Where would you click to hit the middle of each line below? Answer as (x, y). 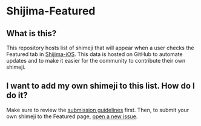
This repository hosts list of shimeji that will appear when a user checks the (100, 48)
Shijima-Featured (51, 11)
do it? (17, 96)
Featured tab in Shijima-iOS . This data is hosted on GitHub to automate (94, 54)
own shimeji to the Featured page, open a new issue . (72, 116)
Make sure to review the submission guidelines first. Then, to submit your (98, 110)
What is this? (31, 33)
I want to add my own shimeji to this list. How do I (100, 86)
